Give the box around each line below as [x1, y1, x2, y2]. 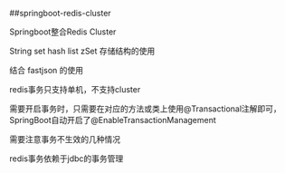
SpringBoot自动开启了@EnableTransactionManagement [9, 115, 217, 125]
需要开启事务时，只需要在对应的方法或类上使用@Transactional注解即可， [9, 103, 282, 114]
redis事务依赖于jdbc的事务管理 [9, 153, 124, 164]
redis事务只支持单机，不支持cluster [9, 84, 141, 94]
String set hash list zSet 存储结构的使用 [9, 45, 156, 56]
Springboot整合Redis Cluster [9, 26, 117, 37]
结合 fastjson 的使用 [9, 65, 84, 75]
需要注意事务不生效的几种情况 [9, 134, 120, 144]
